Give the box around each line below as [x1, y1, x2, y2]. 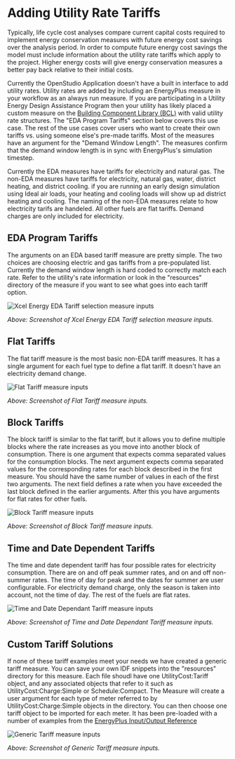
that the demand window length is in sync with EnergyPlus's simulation [7, 146, 213, 154]
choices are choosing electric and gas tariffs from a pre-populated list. [7, 258, 212, 267]
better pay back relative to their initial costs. [7, 65, 134, 74]
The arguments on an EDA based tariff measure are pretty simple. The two [7, 250, 222, 259]
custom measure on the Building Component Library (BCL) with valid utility [7, 109, 223, 117]
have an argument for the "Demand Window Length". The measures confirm [7, 138, 228, 147]
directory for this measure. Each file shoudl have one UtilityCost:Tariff [7, 672, 209, 680]
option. [7, 288, 28, 296]
